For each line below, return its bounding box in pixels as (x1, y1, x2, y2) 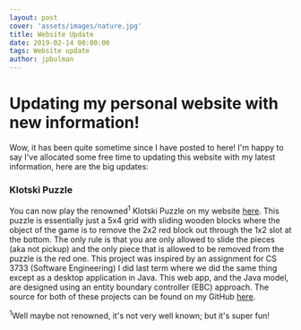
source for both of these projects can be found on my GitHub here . (9, 291, 256, 301)
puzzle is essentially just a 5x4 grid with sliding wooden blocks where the (9, 214, 280, 225)
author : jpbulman (9, 55, 74, 64)
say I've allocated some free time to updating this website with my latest (9, 152, 276, 162)
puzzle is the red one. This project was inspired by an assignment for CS (9, 253, 278, 264)
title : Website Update (9, 30, 94, 39)
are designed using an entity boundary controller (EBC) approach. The (9, 282, 270, 292)
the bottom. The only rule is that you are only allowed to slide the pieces (9, 234, 275, 245)
